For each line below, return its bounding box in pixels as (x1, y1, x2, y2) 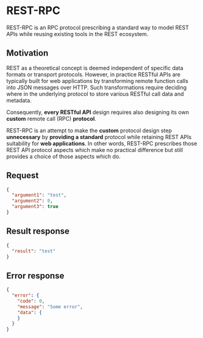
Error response (6, 270, 65, 281)
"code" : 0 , (17, 298, 45, 304)
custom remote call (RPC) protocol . (6, 115, 96, 122)
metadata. (6, 96, 32, 104)
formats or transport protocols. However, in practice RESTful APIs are (6, 71, 181, 78)
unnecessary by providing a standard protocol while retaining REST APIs (6, 133, 192, 140)
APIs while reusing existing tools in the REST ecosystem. (6, 30, 149, 37)
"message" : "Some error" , (17, 303, 84, 310)
